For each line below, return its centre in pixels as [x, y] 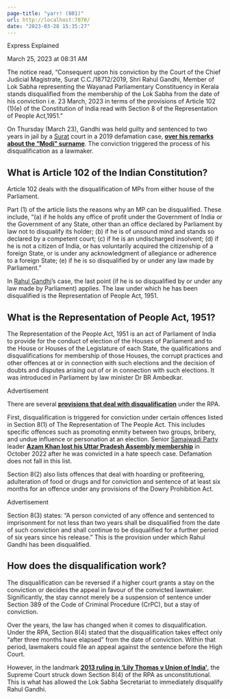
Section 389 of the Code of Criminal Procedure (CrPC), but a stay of [103, 604]
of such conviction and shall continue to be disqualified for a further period [113, 530]
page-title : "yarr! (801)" [46, 13]
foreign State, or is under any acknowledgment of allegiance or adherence [112, 254]
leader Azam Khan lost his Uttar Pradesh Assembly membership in [103, 446]
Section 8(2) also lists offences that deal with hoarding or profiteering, [106, 474]
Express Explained [33, 46]
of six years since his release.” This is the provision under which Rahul [106, 537]
